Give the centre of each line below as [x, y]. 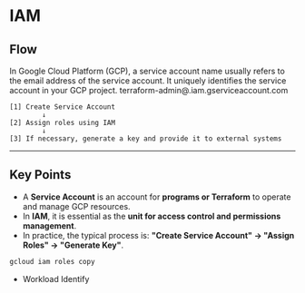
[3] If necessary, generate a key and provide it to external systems [146, 139]
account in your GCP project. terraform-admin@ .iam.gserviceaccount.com [149, 90]
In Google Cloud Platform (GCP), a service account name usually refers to [148, 71]
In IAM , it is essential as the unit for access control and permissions [152, 216]
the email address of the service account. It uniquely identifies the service [148, 81]
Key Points [40, 175]
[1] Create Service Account [63, 107]
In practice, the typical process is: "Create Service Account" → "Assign [158, 235]
